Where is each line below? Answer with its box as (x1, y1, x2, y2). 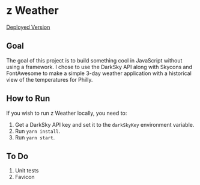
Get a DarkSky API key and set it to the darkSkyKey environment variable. (14, 121, 195, 128)
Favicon (14, 174, 35, 181)
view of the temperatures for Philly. (6, 76, 93, 83)
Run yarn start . (14, 133, 55, 141)
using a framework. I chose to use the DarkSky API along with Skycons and (6, 63, 193, 70)
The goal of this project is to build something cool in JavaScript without (6, 56, 183, 64)
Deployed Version (6, 23, 50, 31)
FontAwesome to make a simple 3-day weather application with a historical (6, 70, 192, 77)
